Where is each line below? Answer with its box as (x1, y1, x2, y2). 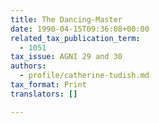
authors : (10, 61, 47, 71)
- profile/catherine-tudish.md (19, 71, 150, 81)
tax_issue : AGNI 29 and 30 (10, 52, 123, 62)
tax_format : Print (10, 80, 87, 90)
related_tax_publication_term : (10, 33, 141, 43)
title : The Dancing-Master (10, 14, 123, 25)
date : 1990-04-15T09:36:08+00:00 (10, 24, 150, 34)
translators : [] (10, 89, 78, 99)
